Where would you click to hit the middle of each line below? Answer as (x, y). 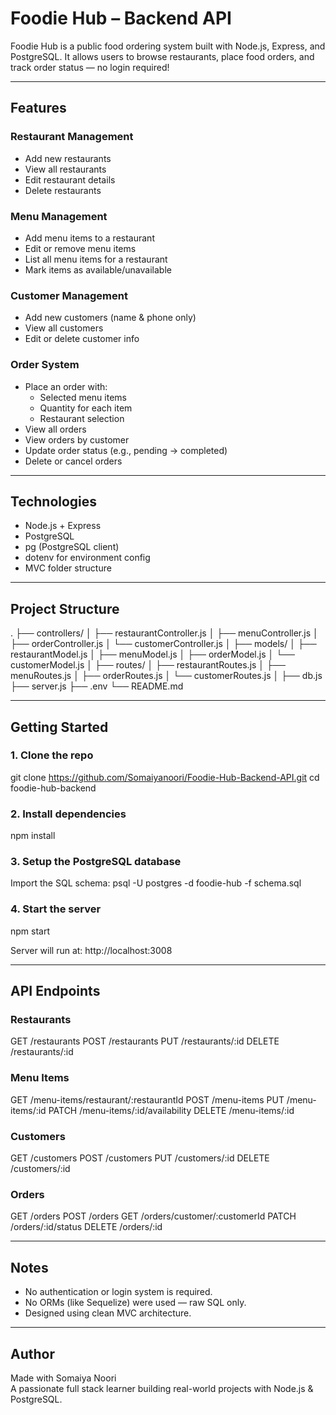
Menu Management (59, 216)
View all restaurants (65, 169)
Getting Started (59, 727)
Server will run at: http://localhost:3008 (91, 950)
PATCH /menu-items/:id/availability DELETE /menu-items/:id (171, 1110)
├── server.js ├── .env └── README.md (97, 686)
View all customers (64, 328)
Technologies (54, 501)
